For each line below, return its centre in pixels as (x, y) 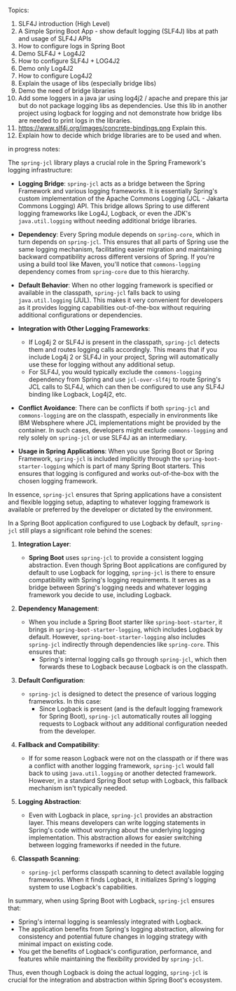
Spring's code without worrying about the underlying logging (117, 830)
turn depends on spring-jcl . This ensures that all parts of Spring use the (123, 242)
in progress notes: (34, 149)
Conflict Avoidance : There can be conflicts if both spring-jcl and (113, 408)
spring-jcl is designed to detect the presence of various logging (122, 694)
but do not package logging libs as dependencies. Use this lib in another (122, 105)
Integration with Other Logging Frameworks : (84, 328)
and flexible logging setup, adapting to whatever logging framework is (109, 502)
